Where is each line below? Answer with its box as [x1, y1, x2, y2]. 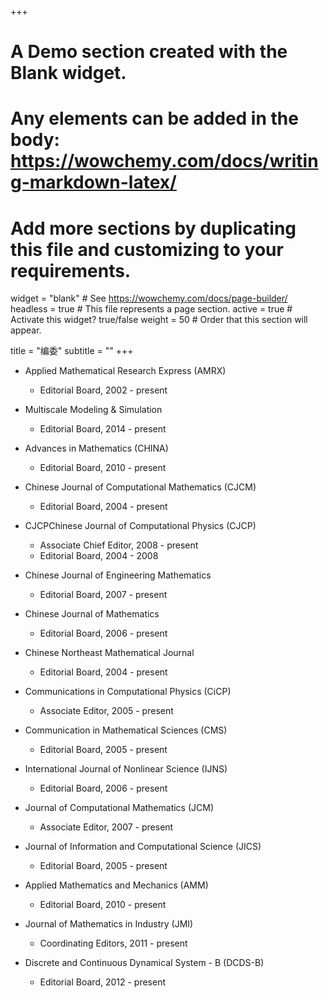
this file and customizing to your [10, 238, 284, 261]
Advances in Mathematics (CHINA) [24, 442, 169, 455]
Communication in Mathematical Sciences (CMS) [24, 724, 228, 736]
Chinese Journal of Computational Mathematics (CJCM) [24, 481, 257, 493]
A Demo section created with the [10, 41, 288, 63]
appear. [10, 324, 42, 336]
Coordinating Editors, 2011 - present [39, 937, 188, 950]
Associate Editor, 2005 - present [39, 705, 174, 717]
